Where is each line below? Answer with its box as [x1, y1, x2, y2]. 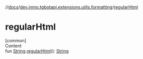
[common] [5, 37, 26, 43]
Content [5, 43, 22, 49]
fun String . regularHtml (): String [5, 48, 69, 54]
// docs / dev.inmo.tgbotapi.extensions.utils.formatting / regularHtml [5, 4, 138, 10]
